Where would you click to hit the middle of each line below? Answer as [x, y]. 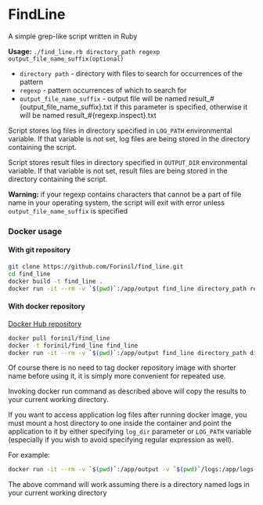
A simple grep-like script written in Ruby [73, 36]
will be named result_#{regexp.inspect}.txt [88, 115]
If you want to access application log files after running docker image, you [128, 415]
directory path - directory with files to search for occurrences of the [131, 73]
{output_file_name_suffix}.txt [66, 107]
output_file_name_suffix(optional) [66, 59]
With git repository [40, 250]
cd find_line [29, 274]
